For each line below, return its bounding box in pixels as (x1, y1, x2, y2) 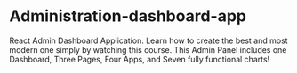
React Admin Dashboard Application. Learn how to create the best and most (9, 35, 288, 46)
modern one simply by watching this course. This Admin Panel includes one (9, 44, 287, 55)
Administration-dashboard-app (9, 6, 247, 26)
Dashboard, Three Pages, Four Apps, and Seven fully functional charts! (9, 54, 270, 64)
